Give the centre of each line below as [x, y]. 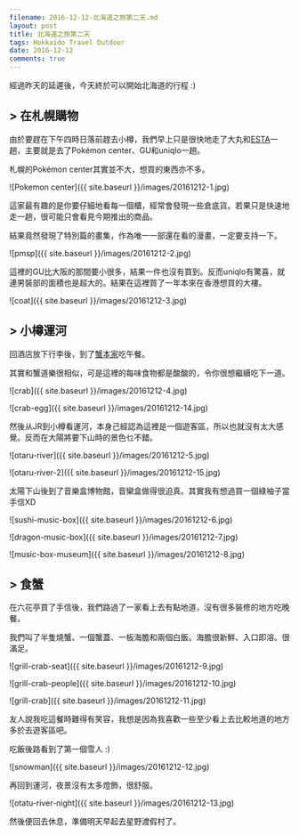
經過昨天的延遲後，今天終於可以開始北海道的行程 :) [103, 85]
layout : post [33, 26]
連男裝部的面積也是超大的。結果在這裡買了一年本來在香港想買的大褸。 [138, 282]
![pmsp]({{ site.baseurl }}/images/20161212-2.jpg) [100, 253]
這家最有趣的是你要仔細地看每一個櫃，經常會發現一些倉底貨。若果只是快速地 [149, 205]
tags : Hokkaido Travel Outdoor [67, 42]
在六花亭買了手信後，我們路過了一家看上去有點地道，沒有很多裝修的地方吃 [145, 607]
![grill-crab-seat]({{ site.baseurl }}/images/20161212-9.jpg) [117, 666]
